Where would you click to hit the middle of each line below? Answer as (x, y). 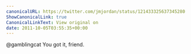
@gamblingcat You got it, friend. (45, 45)
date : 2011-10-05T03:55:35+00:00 (47, 28)
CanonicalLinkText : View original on (52, 22)
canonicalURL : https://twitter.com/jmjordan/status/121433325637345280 (95, 11)
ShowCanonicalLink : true (36, 17)
